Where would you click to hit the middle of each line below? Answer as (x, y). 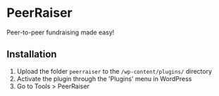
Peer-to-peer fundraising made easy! (61, 32)
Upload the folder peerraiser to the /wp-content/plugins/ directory (114, 71)
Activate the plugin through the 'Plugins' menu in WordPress (104, 78)
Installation (32, 54)
